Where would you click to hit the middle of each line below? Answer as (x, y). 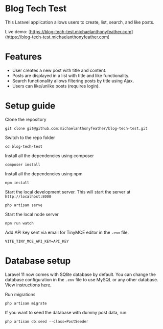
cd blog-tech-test (24, 146)
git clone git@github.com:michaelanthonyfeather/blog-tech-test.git (76, 128)
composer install (23, 164)
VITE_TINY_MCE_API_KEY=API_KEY (37, 241)
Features (23, 57)
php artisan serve (24, 205)
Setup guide (30, 106)
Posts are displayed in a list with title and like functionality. (71, 75)
